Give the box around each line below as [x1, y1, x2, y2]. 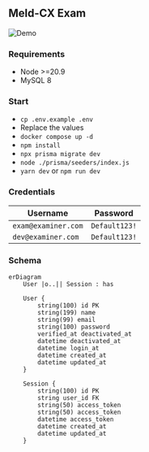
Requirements [8, 48, 66, 59]
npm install [19, 141, 61, 150]
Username [27, 207, 69, 219]
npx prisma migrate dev [19, 150, 101, 159]
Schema [8, 254, 42, 266]
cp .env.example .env [19, 115, 93, 124]
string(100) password [37, 323, 111, 331]
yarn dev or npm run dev [19, 166, 101, 176]
